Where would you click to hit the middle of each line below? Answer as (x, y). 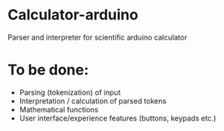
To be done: (48, 70)
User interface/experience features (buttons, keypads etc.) (118, 118)
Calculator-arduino (73, 15)
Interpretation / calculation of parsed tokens (93, 101)
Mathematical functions (59, 109)
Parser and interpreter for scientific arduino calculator (97, 37)
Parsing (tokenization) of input (70, 92)
